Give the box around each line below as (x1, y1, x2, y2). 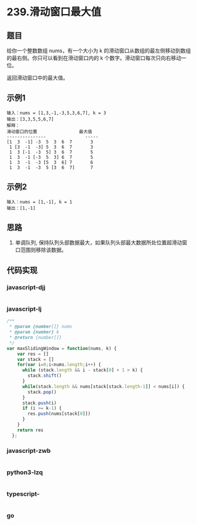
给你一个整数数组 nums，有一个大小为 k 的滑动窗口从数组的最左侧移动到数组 (6, 47, 191, 54)
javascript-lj (6, 305, 42, 313)
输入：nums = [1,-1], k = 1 (6, 199, 72, 205)
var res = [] (17, 351, 49, 357)
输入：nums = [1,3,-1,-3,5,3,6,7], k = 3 (6, 110, 106, 116)
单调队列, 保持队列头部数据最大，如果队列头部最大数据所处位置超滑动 (15, 239, 182, 246)
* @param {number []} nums (9, 323, 72, 330)
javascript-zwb (6, 446, 51, 455)
